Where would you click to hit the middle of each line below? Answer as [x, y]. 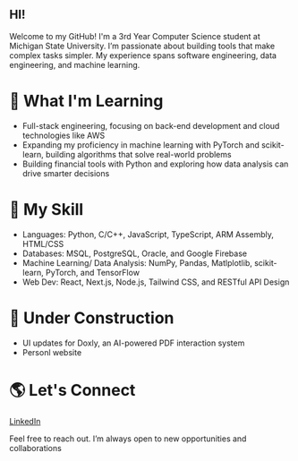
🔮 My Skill [47, 209]
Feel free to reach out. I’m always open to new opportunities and [128, 439]
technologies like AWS [64, 135]
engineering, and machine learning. [75, 64]
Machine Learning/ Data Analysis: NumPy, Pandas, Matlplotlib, [137, 262]
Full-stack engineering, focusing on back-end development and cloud [151, 125]
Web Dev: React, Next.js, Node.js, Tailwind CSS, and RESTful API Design [156, 282]
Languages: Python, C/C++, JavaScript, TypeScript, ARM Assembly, [148, 234]
